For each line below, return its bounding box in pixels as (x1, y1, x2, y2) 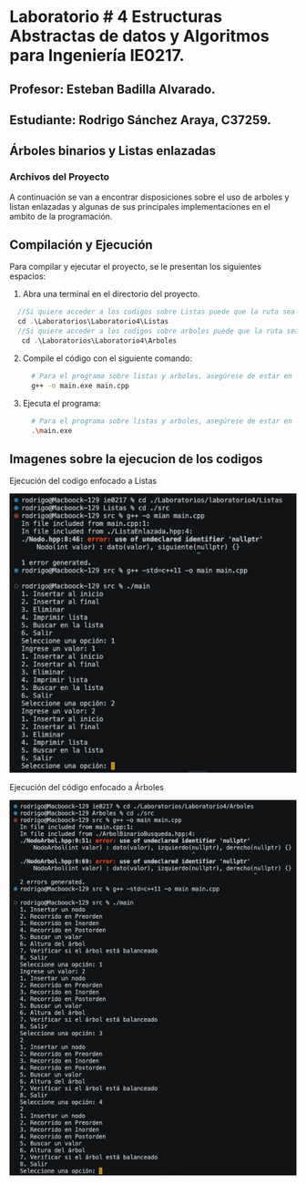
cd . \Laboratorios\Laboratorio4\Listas (17, 317, 169, 326)
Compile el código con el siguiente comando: (22, 353, 193, 364)
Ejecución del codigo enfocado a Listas (9, 476, 158, 487)
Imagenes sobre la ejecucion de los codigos (9, 451, 263, 467)
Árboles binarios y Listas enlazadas (9, 143, 217, 159)
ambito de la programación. (9, 211, 113, 222)
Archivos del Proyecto (9, 170, 110, 183)
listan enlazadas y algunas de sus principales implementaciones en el (9, 201, 270, 211)
